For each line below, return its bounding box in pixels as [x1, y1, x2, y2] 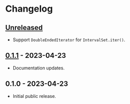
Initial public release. [12, 93, 56, 99]
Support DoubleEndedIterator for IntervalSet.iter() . [12, 37, 125, 43]
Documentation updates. [12, 64, 65, 71]
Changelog [5, 3, 53, 15]
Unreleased [5, 23, 43, 32]
